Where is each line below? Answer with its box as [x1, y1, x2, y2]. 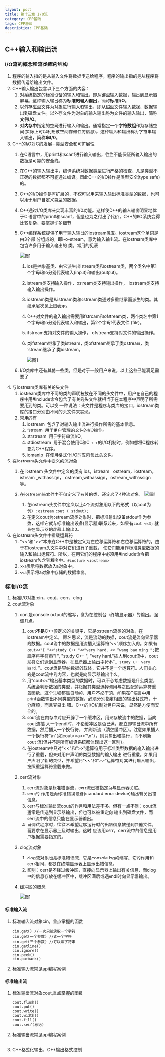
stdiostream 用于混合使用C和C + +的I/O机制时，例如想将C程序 [27, 439, 155, 445]
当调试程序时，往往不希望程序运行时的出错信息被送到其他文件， [27, 822, 156, 827]
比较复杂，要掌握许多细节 [19, 220, 72, 226]
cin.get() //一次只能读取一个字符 [12, 929, 76, 934]
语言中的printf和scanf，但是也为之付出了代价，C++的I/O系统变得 [28, 213, 160, 219]
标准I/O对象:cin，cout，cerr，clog [12, 595, 82, 601]
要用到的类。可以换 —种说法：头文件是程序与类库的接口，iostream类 [19, 402, 159, 408]
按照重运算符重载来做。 [27, 764, 75, 770]
